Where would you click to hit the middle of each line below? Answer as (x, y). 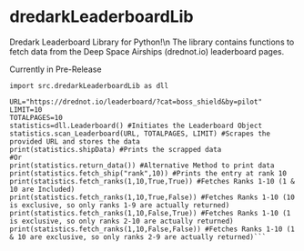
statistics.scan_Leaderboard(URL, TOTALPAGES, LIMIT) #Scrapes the (140, 134)
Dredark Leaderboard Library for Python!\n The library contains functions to (152, 42)
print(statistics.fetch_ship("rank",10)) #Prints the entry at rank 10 (148, 173)
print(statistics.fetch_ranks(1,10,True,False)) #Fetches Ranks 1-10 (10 (152, 197)
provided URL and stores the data (75, 141)
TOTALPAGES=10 (36, 117)
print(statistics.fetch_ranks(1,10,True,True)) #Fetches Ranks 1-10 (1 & (152, 181)
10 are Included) (42, 189)
